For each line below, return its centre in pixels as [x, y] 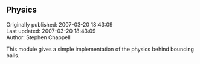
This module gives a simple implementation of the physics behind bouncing [100, 49]
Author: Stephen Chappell [38, 37]
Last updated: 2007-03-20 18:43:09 [51, 31]
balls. [13, 55]
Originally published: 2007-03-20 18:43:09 [60, 24]
